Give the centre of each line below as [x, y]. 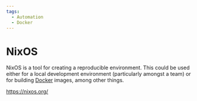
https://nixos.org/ [27, 92]
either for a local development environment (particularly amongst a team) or [98, 74]
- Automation [28, 17]
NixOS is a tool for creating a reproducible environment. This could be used [98, 68]
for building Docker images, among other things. [65, 80]
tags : [13, 11]
